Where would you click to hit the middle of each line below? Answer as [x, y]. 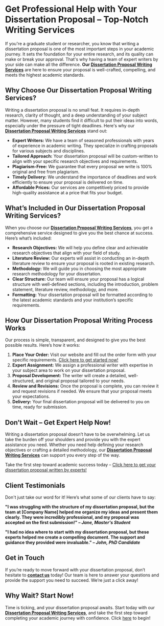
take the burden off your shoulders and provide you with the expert [73, 440]
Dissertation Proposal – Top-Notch [77, 19]
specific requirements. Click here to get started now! [65, 360]
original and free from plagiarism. [46, 172]
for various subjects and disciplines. [48, 150]
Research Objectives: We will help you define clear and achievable [80, 247]
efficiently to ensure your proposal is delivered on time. [68, 182]
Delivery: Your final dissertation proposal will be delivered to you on [81, 402]
